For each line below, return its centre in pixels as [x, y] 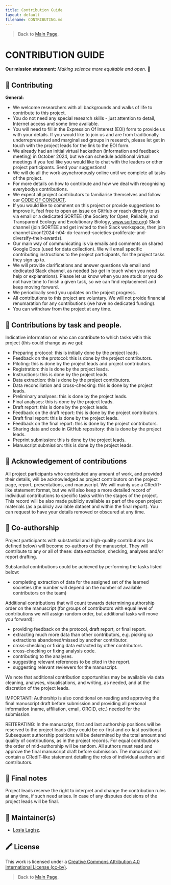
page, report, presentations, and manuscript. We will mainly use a [74, 484]
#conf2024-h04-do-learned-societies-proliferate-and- [89, 233]
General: [15, 97]
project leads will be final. [32, 801]
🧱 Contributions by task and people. [64, 325]
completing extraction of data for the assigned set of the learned [81, 582]
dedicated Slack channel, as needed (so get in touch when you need [85, 271]
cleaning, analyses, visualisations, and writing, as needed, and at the [77, 683]
